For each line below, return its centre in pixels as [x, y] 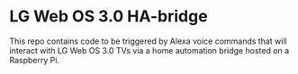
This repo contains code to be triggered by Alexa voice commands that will [148, 41]
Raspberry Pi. [35, 60]
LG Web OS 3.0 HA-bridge [109, 16]
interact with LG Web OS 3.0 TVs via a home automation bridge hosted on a [149, 50]
